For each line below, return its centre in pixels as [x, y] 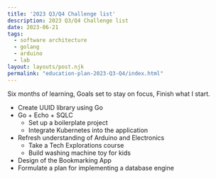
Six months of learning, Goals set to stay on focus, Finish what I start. [109, 94]
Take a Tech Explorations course [76, 145]
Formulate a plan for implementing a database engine [96, 168]
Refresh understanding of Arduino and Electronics [91, 137]
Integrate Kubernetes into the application [88, 130]
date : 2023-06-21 [33, 27]
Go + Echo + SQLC [45, 115]
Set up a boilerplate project [68, 122]
